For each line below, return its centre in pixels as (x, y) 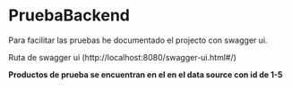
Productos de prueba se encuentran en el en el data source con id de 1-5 (146, 74)
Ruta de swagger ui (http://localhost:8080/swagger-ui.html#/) (122, 57)
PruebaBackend (69, 16)
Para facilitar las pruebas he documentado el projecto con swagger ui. (138, 40)
